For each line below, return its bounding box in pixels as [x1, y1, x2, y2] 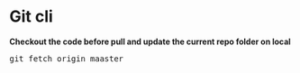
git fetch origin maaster [9, 53, 124, 64]
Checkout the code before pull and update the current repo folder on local [9, 36, 291, 47]
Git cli [9, 6, 54, 27]
